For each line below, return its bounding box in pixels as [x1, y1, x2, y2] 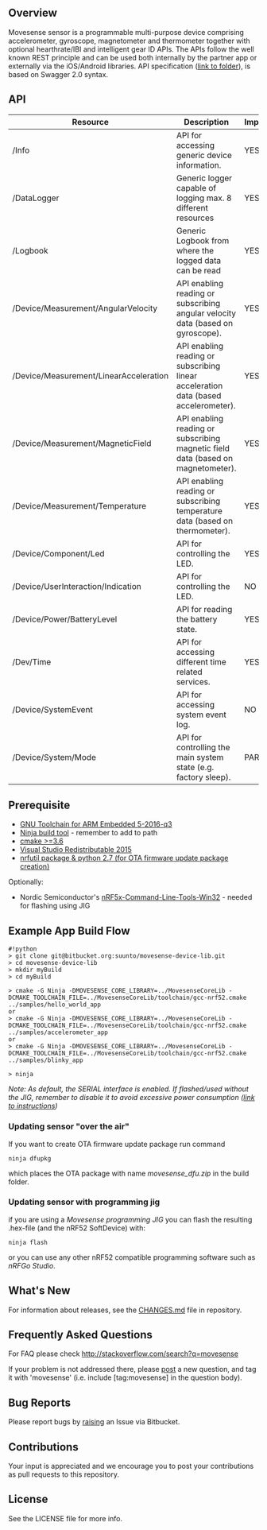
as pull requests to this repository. [8, 1470, 120, 1479]
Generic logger [176, 172, 233, 184]
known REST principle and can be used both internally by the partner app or [8, 52, 257, 62]
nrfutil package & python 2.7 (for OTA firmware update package [19, 854, 229, 863]
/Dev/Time [12, 656, 52, 667]
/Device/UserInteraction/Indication [12, 580, 141, 591]
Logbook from [176, 234, 230, 246]
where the [176, 245, 215, 256]
